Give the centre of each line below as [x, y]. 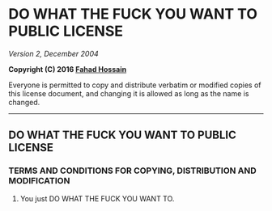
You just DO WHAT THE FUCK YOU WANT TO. [97, 198]
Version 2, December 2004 [53, 53]
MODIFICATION [39, 181]
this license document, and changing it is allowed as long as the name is [129, 93]
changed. [24, 102]
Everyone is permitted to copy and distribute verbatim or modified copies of [135, 85]
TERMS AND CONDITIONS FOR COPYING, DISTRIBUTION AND [132, 171]
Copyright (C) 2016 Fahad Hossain [68, 69]
